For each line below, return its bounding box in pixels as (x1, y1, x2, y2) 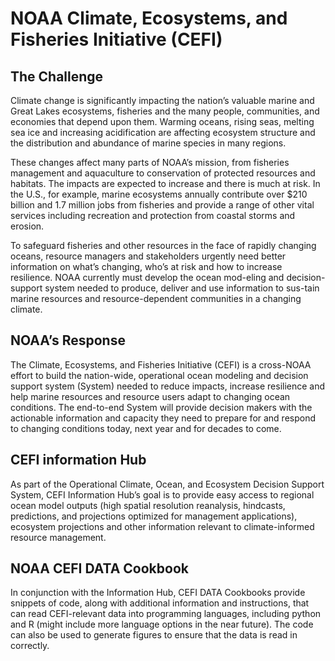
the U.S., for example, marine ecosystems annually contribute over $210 (10, 188, 308, 200)
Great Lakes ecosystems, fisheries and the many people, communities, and (10, 105, 320, 117)
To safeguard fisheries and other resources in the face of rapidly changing (10, 240, 317, 251)
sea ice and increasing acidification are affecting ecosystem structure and (10, 127, 316, 138)
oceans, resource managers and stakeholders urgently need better (10, 250, 287, 262)
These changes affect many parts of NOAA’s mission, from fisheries (10, 157, 290, 168)
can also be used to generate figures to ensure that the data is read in (10, 629, 298, 641)
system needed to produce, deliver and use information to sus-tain (44, 282, 320, 294)
